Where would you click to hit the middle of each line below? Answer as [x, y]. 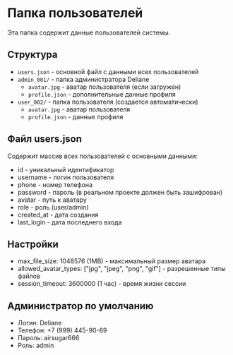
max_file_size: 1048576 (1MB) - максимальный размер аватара [112, 261]
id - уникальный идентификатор [66, 169]
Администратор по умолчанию [80, 306]
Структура [32, 55]
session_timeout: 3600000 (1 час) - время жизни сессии [102, 284]
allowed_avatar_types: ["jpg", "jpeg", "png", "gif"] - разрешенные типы [121, 269]
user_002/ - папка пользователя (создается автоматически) [108, 102]
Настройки [33, 244]
